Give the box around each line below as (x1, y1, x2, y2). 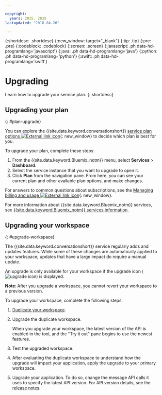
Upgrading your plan (5, 105, 69, 114)
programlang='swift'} (5, 59, 48, 65)
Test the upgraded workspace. (12, 345, 74, 351)
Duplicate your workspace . (12, 307, 66, 312)
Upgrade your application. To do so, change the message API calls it (12, 375, 149, 380)
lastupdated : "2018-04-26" (5, 20, 60, 25)
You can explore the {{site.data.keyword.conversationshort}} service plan (5, 128, 152, 134)
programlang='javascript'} (5, 48, 57, 54)
